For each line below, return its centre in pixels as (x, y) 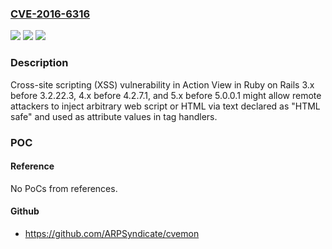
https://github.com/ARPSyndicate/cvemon (112, 233)
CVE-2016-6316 (50, 14)
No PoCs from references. (64, 188)
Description (39, 63)
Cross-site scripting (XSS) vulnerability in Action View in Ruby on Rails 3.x (162, 84)
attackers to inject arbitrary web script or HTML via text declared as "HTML (165, 106)
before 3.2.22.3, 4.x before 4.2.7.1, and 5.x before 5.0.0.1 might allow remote (166, 95)
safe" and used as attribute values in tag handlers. (114, 116)
